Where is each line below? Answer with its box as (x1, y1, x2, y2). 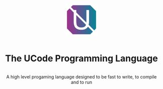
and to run (70, 79, 93, 85)
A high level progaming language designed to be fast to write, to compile (6, 73, 157, 79)
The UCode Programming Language (5, 53, 158, 64)
